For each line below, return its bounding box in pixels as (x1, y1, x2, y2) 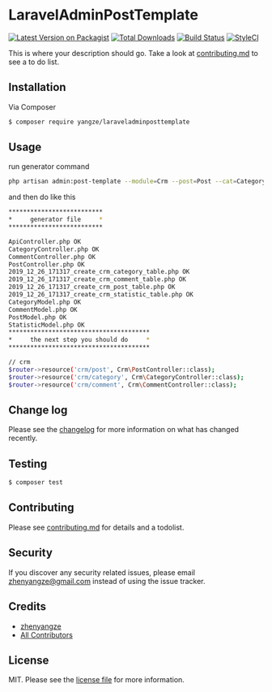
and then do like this (8, 192, 76, 202)
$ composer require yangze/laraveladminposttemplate (8, 118, 190, 126)
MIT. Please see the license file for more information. (8, 675, 185, 685)
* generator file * (8, 215, 104, 224)
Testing (8, 456, 48, 470)
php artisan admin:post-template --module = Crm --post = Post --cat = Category (8, 177, 266, 186)
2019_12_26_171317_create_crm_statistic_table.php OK (8, 291, 194, 299)
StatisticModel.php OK (8, 321, 85, 329)
